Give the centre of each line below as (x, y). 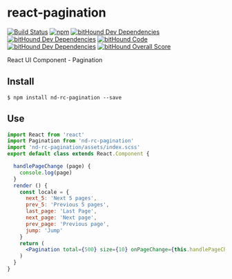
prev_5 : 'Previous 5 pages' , (67, 205)
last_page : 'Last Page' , (61, 211)
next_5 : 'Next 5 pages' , (61, 198)
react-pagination (57, 13)
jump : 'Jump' (44, 230)
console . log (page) (46, 173)
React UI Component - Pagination (55, 59)
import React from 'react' (46, 135)
